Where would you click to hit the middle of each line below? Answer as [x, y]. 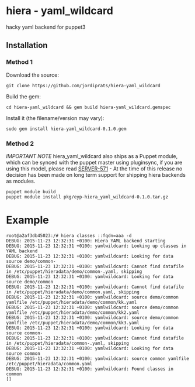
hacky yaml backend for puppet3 [46, 27]
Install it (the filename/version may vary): [55, 118]
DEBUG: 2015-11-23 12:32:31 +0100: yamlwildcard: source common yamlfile [98, 358]
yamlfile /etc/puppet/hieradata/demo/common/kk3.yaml [73, 323]
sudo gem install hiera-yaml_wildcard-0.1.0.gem [66, 129]
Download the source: [33, 75]
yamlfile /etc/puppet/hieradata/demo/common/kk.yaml [72, 302]
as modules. [21, 181]
